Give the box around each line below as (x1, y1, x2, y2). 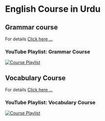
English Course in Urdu (5, 3, 101, 15)
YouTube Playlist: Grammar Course (5, 48, 90, 55)
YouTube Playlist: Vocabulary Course (5, 99, 96, 106)
